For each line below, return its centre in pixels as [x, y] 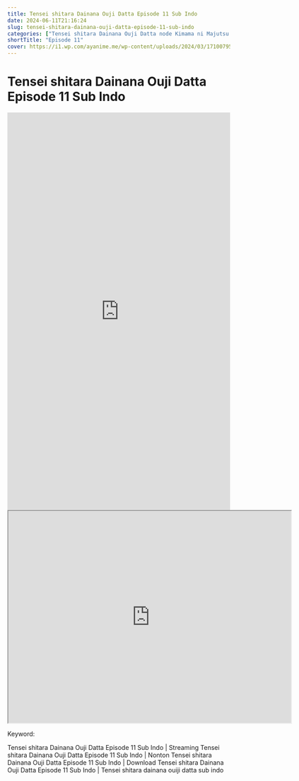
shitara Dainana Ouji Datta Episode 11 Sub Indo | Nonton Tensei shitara [110, 755]
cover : [17, 47]
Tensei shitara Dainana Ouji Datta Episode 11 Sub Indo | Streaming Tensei [114, 747]
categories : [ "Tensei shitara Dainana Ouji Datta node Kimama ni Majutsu [118, 34]
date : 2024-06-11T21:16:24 [47, 20]
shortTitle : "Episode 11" [45, 40]
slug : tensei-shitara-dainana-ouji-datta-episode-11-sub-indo [101, 27]
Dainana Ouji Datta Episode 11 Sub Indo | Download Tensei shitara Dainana [116, 762]
